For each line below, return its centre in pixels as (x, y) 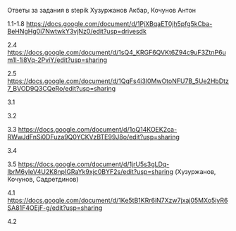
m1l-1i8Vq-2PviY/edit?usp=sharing (57, 60)
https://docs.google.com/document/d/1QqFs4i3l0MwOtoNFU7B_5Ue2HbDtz (118, 81)
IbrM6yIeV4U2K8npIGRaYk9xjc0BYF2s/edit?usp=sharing (91, 171)
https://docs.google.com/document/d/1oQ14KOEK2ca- (98, 129)
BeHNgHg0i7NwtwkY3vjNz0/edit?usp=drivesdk (77, 31)
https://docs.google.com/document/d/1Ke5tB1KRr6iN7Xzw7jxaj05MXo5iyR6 (118, 200)
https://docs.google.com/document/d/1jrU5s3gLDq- (94, 164)
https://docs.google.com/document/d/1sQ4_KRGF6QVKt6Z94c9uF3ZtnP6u (117, 52)
